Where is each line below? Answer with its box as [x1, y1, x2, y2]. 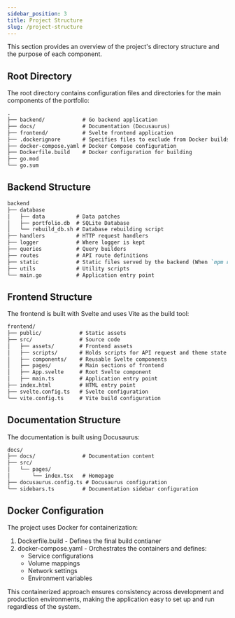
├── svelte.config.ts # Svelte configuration [7, 388, 149, 395]
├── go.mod [7, 156, 39, 163]
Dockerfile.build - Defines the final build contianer [17, 537, 162, 545]
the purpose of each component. [7, 50, 103, 58]
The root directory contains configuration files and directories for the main [7, 89, 222, 97]
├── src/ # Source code [7, 336, 120, 343]
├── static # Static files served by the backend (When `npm [7, 259, 224, 266]
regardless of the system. [7, 603, 81, 611]
